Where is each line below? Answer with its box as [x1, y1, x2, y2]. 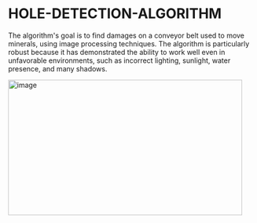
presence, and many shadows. [8, 64, 108, 73]
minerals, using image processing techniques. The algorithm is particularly [8, 38, 250, 48]
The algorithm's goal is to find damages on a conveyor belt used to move [8, 31, 245, 40]
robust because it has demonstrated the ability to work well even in [8, 47, 226, 57]
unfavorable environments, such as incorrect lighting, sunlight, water [8, 56, 231, 65]
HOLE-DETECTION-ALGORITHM [8, 5, 222, 23]
